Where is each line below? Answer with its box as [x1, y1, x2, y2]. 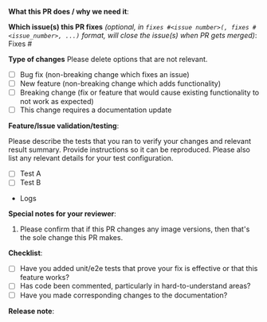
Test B [19, 178, 41, 188]
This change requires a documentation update [19, 105, 172, 114]
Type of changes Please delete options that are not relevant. [8, 55, 208, 64]
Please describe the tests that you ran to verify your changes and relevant [8, 137, 251, 146]
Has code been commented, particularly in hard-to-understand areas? [19, 281, 251, 291]
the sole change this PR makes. [19, 233, 124, 242]
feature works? [19, 273, 70, 282]
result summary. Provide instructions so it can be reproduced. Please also [8, 145, 251, 154]
